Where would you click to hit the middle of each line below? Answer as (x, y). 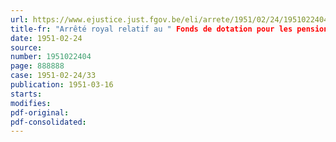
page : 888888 (37, 66)
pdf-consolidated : (48, 122)
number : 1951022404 (51, 57)
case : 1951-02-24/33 (53, 76)
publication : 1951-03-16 (62, 85)
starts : (26, 94)
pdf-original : (40, 112)
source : (26, 47)
